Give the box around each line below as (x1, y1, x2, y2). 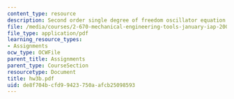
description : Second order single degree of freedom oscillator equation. (7, 17, 229, 24)
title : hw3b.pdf (7, 75, 54, 82)
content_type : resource (7, 10, 77, 17)
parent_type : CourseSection (7, 62, 89, 69)
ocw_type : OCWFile (7, 49, 61, 56)
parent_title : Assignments (7, 56, 86, 63)
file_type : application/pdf (7, 29, 89, 37)
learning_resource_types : (7, 36, 82, 43)
